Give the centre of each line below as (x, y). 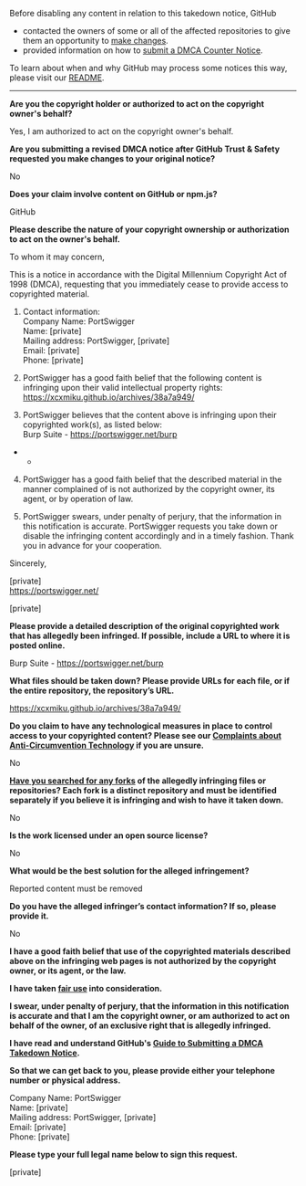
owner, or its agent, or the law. (68, 971)
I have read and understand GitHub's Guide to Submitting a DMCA (137, 1043)
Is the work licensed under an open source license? (109, 835)
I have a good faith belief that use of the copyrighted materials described (150, 951)
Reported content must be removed (76, 888)
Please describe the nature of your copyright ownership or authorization (149, 229)
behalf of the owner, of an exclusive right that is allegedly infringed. (140, 1025)
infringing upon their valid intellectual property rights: (122, 388)
